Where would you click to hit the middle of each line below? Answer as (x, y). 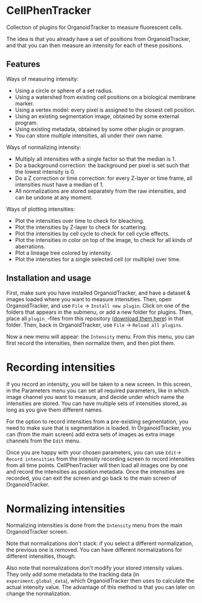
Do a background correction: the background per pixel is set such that (102, 165)
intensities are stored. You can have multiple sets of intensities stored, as (97, 403)
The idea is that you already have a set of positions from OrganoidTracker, (99, 39)
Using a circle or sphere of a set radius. (64, 91)
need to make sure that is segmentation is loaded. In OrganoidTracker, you (99, 428)
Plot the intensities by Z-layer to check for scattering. (81, 227)
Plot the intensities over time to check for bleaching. (80, 220)
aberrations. (30, 246)
